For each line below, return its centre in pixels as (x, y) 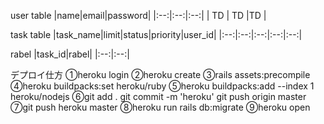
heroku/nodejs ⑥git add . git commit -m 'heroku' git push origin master (158, 96)
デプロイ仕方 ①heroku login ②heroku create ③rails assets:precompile (160, 74)
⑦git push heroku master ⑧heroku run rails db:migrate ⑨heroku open (160, 107)
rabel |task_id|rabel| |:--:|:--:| (70, 54)
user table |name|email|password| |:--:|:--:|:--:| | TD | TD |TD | (138, 15)
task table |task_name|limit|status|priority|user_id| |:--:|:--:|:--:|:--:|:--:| (156, 34)
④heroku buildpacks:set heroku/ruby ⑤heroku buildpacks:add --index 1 (162, 86)
